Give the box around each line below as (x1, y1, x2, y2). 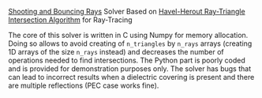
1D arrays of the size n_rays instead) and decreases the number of (8, 47, 224, 56)
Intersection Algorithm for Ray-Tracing (8, 15, 133, 24)
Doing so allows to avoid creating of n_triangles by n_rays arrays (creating (8, 39, 253, 48)
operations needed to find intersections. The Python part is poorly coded (8, 55, 246, 65)
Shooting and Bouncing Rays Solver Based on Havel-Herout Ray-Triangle (8, 7, 246, 16)
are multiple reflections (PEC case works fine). (8, 81, 159, 90)
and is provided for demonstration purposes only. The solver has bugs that (8, 64, 251, 73)
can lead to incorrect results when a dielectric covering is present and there (8, 73, 255, 81)
